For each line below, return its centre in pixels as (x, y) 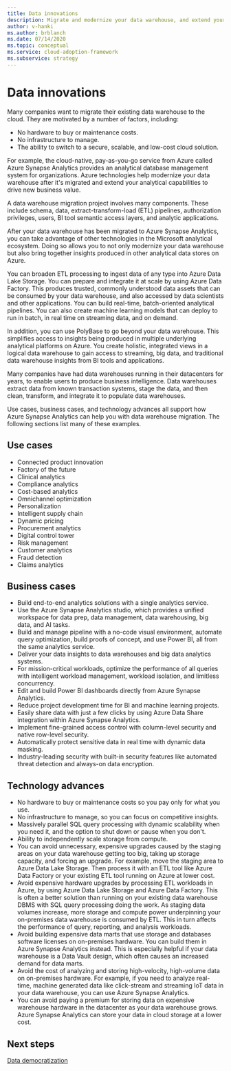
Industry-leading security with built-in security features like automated (117, 757)
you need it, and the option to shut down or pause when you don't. (111, 832)
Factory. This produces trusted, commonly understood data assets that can (114, 288)
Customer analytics (45, 550)
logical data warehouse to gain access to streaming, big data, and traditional (115, 353)
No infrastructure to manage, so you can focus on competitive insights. (118, 817)
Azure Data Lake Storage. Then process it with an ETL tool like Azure (115, 868)
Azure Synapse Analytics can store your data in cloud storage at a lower (119, 1015)
